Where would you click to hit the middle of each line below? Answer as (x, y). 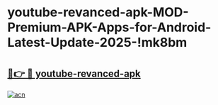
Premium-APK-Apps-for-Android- (109, 27)
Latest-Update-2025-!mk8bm (97, 43)
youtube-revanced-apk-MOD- (98, 12)
